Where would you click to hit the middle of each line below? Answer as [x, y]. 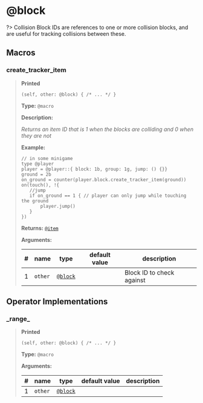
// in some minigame [47, 158]
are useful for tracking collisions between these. [66, 33]
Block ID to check [150, 272]
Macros [21, 53]
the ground [35, 201]
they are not [36, 135]
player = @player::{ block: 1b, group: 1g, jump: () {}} [94, 169]
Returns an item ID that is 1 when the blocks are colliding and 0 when [107, 129]
